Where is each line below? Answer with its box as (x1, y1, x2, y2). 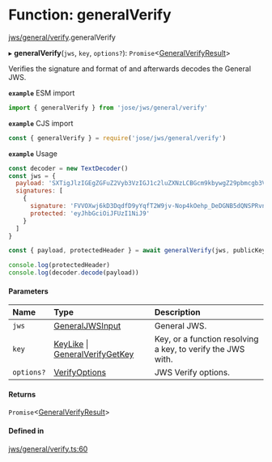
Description (154, 307, 201, 318)
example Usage (8, 148, 58, 159)
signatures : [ (15, 187, 63, 195)
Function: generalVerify (8, 6, 172, 24)
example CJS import (8, 118, 74, 128)
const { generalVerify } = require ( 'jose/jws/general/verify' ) (8, 134, 227, 142)
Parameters (8, 286, 49, 296)
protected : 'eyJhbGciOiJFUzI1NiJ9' (29, 209, 151, 218)
